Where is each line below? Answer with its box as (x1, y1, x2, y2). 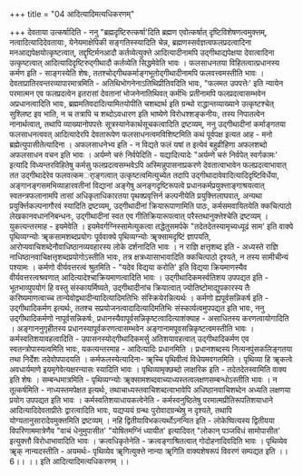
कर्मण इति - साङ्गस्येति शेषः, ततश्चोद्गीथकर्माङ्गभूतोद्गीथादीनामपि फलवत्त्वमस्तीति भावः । (9, 68, 265, 78)
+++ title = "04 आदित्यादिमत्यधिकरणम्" (9, 9, 135, 19)
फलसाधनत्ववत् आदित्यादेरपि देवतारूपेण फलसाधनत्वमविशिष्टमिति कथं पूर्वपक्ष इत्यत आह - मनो (9, 129, 273, 140)
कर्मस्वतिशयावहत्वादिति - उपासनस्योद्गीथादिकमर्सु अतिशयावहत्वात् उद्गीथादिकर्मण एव (9, 333, 249, 344)
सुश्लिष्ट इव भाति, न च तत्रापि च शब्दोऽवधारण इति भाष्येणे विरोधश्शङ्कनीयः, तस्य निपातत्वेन (9, 109, 265, 119)
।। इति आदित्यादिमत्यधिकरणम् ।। (26, 456, 130, 467)
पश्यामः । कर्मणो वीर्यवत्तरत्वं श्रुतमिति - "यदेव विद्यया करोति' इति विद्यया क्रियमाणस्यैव (9, 262, 248, 273)
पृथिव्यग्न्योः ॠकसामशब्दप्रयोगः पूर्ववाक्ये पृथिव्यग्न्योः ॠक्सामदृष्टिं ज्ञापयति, (9, 232, 211, 242)
